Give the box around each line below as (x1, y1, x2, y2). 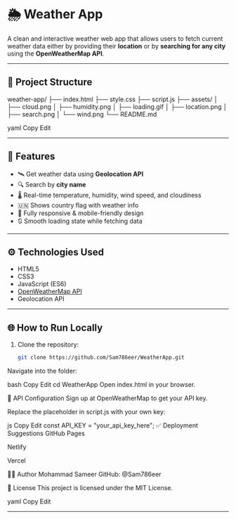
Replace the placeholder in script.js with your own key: (7, 408, 166, 416)
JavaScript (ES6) (17, 280, 67, 288)
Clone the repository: (17, 340, 79, 349)
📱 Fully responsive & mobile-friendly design (17, 209, 144, 217)
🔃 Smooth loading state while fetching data (17, 217, 143, 225)
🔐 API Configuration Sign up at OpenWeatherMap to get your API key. (7, 394, 208, 402)
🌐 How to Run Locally (7, 321, 103, 333)
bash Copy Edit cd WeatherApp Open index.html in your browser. (7, 380, 196, 389)
